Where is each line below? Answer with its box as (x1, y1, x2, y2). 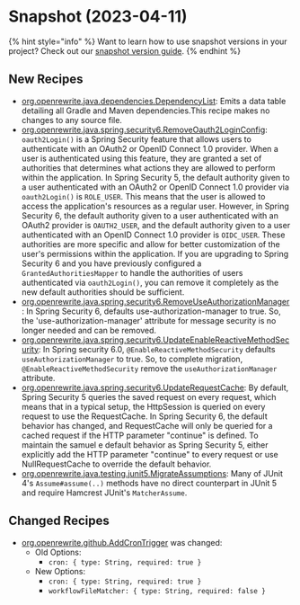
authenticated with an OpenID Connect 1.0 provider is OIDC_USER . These (21, 229, 286, 240)
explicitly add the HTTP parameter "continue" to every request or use (21, 449, 279, 459)
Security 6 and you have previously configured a (21, 258, 202, 269)
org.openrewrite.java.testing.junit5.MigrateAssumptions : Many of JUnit (21, 467, 284, 478)
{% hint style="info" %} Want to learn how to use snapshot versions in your (8, 36, 288, 47)
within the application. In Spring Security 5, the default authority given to (21, 172, 290, 182)
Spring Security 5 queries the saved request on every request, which (21, 391, 277, 402)
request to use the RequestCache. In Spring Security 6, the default (21, 411, 269, 422)
